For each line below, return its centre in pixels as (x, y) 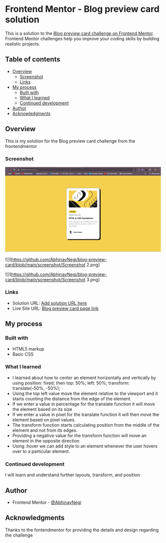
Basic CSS (23, 354)
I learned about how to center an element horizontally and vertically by (84, 378)
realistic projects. (23, 44)
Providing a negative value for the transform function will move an (79, 435)
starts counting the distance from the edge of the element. (72, 398)
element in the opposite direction (46, 441)
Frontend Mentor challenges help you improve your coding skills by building (82, 39)
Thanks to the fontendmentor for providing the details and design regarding (82, 530)
